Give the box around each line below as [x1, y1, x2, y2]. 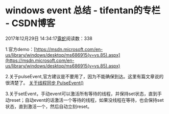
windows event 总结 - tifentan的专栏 [5, 5, 161, 16]
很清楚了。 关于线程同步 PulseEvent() [5, 80, 84, 86]
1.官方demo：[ [5, 46, 36, 52]
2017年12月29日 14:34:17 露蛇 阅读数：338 [5, 35, 93, 41]
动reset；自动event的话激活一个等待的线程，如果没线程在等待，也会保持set [5, 97, 164, 103]
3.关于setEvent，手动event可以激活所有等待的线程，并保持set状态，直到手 [5, 90, 162, 97]
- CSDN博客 [5, 17, 56, 29]
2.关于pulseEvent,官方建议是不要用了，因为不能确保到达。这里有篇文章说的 [5, 73, 164, 79]
